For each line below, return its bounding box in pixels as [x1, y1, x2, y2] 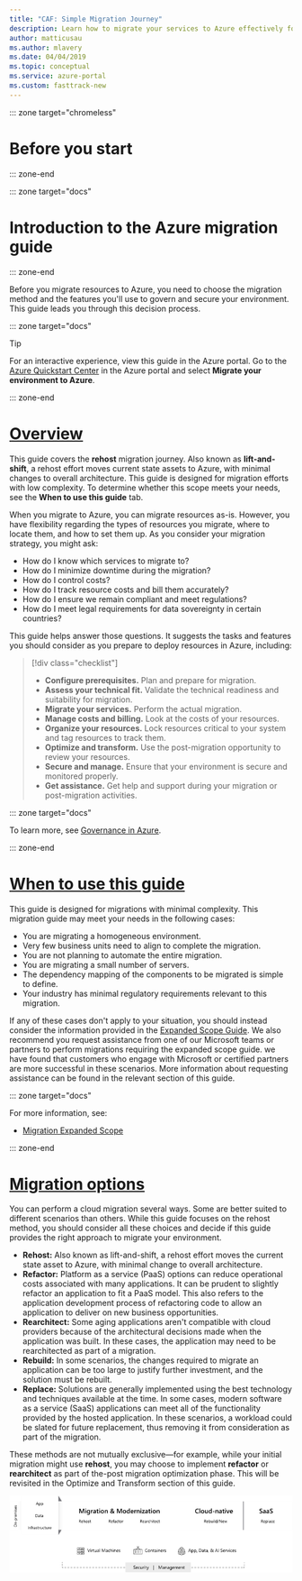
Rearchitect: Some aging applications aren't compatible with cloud [22, 1317, 271, 1328]
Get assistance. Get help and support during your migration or [44, 780, 278, 790]
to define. [22, 978, 58, 989]
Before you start [9, 138, 133, 159]
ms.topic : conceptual [9, 62, 91, 71]
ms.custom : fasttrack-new [9, 81, 106, 90]
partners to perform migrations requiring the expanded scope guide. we [9, 1044, 276, 1055]
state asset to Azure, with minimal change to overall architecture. [22, 1259, 263, 1270]
